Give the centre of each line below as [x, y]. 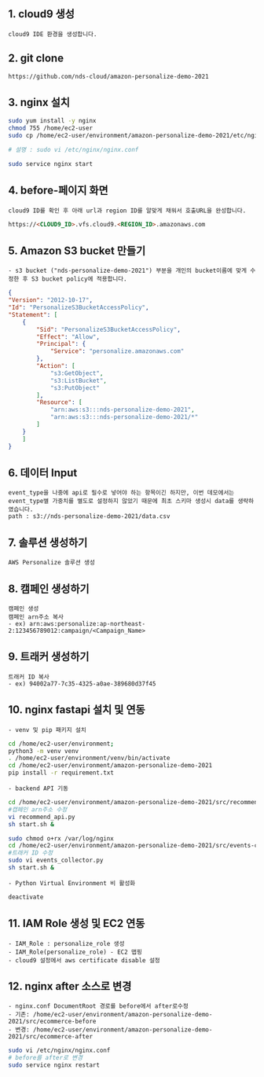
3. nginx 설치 [39, 103]
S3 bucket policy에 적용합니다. [79, 279]
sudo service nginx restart [54, 1065]
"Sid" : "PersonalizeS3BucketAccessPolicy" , [108, 329]
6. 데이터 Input [43, 473]
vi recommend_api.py [42, 817]
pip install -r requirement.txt [61, 773]
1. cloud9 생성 [41, 14]
